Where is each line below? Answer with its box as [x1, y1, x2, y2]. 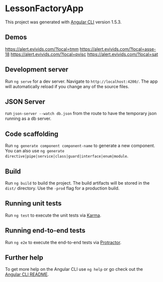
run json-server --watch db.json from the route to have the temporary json [5, 111, 157, 116]
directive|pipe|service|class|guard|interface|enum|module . [5, 153, 128, 159]
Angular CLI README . [5, 271, 49, 278]
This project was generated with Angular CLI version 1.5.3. [5, 19, 122, 25]
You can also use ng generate [5, 148, 65, 154]
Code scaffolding [5, 130, 58, 138]
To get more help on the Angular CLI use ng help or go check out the [5, 266, 143, 272]
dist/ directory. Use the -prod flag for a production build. [5, 186, 120, 191]
